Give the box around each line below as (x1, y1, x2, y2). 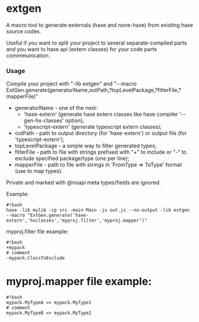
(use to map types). (14, 168, 64, 175)
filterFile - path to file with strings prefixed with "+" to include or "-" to (14, 149, 187, 156)
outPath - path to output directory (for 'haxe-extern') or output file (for (14, 130, 187, 137)
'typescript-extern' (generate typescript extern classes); (23, 124, 162, 131)
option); (65, 117, 84, 124)
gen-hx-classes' (23, 117, 64, 124)
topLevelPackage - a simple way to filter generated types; (14, 142, 157, 150)
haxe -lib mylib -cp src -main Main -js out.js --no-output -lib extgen (6, 207, 190, 213)
